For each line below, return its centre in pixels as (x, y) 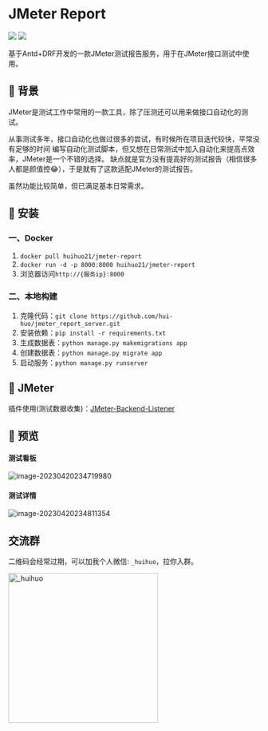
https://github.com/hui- (132, 316)
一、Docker (31, 238)
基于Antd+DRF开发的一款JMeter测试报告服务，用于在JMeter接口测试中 (125, 54)
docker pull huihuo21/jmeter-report (81, 256)
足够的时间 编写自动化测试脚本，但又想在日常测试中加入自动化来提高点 (131, 149)
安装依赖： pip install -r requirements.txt (93, 332)
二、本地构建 (33, 296)
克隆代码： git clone (53, 316)
